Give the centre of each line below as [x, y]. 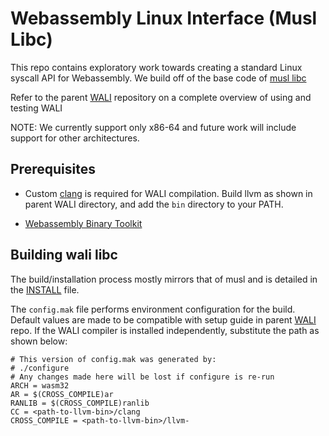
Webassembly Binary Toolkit [83, 223]
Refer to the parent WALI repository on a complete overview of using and [161, 97]
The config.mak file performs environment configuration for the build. [153, 309]
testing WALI [36, 108]
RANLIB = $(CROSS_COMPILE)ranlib [80, 403]
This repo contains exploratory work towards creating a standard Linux [156, 67]
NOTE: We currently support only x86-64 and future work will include [153, 127]
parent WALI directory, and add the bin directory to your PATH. [154, 204]
